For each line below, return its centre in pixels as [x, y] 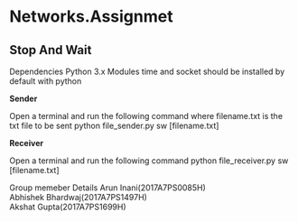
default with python [46, 81]
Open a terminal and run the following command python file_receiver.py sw [149, 161]
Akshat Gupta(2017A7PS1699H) [68, 207]
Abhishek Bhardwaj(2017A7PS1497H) [78, 197]
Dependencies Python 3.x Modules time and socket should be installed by [147, 71]
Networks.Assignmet [91, 17]
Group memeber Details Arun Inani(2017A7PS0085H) [107, 188]
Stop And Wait [51, 50]
